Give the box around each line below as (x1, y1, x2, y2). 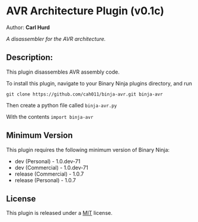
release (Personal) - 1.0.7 (14, 176, 76, 183)
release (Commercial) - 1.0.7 (14, 170, 84, 177)
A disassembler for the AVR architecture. (6, 35, 106, 42)
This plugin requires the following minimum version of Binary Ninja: (6, 146, 170, 153)
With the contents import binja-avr (6, 113, 94, 120)
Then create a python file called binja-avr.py (6, 102, 117, 109)
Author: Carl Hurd (6, 24, 50, 31)
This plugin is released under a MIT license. (6, 210, 113, 217)
